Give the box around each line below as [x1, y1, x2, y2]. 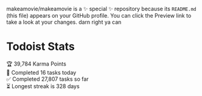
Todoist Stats [6, 39, 75, 53]
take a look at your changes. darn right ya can [6, 18, 122, 26]
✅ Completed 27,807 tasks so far [6, 75, 89, 83]
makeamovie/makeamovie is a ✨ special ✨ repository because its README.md [6, 5, 197, 12]
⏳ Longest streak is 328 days [6, 82, 80, 90]
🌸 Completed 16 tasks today [6, 69, 77, 76]
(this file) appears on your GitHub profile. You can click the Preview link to [6, 12, 192, 19]
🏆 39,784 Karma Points [6, 60, 67, 67]
